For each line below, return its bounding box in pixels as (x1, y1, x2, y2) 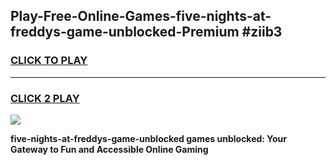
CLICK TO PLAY (10, 54, 88, 68)
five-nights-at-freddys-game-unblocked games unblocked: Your (10, 132, 288, 144)
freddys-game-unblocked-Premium (10, 24, 240, 41)
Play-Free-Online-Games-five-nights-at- (10, 8, 272, 25)
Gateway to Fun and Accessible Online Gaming (10, 143, 209, 155)
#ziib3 (241, 24, 283, 41)
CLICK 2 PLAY (10, 91, 80, 105)
